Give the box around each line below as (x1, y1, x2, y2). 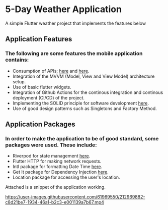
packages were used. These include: (5, 141, 97, 148)
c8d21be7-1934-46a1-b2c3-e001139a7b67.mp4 (5, 199, 105, 205)
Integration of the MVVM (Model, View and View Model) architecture (12, 73, 155, 79)
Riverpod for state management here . (12, 153, 91, 159)
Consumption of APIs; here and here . (12, 68, 90, 74)
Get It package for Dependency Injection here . (12, 169, 109, 175)
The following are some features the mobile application (5, 50, 143, 57)
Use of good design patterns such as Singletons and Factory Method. (12, 105, 157, 112)
